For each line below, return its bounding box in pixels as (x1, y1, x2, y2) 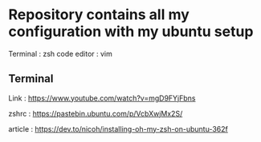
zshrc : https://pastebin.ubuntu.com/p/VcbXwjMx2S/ (8, 108, 183, 118)
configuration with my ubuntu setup (8, 22, 254, 41)
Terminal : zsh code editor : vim (8, 49, 112, 58)
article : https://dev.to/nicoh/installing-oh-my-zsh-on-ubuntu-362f (8, 124, 229, 133)
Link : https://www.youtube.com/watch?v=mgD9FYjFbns (8, 93, 196, 103)
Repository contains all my (8, 6, 190, 24)
